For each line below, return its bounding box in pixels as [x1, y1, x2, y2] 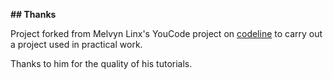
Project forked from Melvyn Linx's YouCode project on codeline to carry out [10, 28, 323, 39]
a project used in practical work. [10, 39, 143, 50]
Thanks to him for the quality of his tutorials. [10, 58, 193, 69]
